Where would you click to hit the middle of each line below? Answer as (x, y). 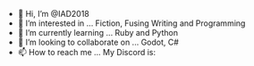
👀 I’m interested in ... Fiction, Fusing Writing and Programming (131, 23)
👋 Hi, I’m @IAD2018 (53, 14)
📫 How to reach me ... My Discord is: (87, 52)
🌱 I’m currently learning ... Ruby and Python (98, 33)
